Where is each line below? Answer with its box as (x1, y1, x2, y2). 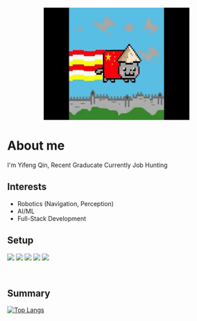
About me (7, 138, 65, 154)
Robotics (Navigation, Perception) (17, 199, 114, 208)
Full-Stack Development (17, 214, 87, 223)
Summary (7, 287, 51, 299)
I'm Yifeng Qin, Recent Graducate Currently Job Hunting (7, 161, 168, 169)
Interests (7, 181, 47, 193)
